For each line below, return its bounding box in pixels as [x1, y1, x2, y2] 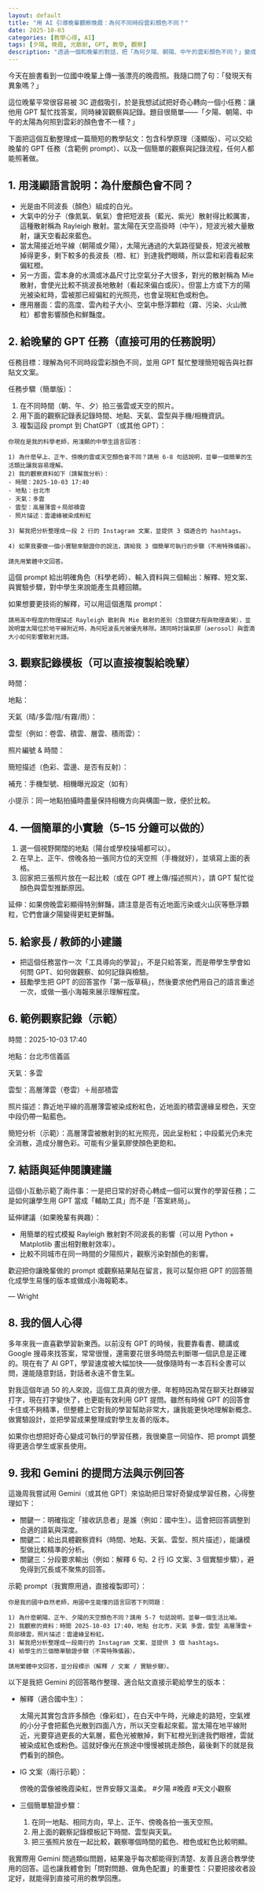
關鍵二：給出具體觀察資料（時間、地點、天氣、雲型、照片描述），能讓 [19, 1535, 244, 1545]
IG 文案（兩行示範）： [19, 1767, 88, 1776]
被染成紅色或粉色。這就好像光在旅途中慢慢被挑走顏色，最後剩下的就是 [19, 1740, 247, 1750]
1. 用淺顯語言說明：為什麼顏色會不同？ [8, 179, 194, 192]
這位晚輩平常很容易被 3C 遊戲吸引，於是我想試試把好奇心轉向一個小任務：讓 [8, 98, 255, 106]
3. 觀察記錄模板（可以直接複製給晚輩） [8, 656, 196, 670]
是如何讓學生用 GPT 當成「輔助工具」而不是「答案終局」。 [8, 1195, 195, 1205]
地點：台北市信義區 [8, 1051, 71, 1061]
